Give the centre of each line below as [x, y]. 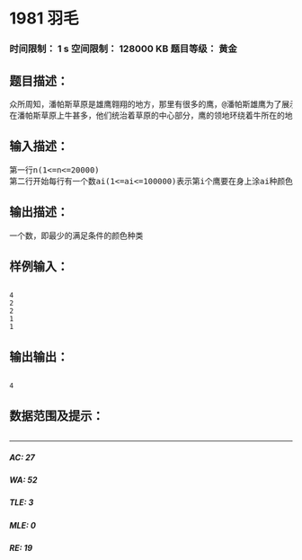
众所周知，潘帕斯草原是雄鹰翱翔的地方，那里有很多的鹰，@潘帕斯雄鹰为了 [146, 104]
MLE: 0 [22, 525]
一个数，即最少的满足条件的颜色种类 [76, 236]
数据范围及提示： [57, 416]
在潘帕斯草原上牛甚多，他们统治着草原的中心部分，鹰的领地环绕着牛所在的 [147, 115]
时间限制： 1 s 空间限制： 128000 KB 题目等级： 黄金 [124, 49]
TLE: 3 [22, 502]
